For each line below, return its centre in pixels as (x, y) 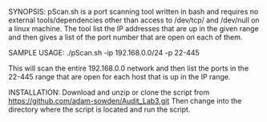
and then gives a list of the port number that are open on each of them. (125, 37)
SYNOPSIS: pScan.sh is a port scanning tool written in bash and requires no (133, 12)
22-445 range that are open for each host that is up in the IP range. (119, 77)
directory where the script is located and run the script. (99, 109)
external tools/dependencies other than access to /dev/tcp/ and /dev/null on (134, 20)
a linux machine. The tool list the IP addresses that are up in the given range (133, 28)
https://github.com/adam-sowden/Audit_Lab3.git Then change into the (125, 101)
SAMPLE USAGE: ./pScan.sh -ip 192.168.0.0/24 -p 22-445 (104, 53)
